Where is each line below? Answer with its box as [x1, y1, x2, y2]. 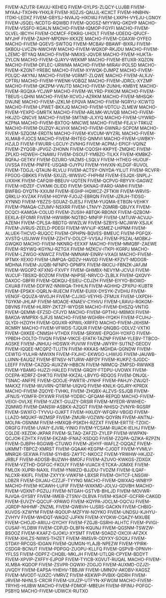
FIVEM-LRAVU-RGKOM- [104, 299, 154, 304]
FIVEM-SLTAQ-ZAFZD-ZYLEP [52, 430, 113, 436]
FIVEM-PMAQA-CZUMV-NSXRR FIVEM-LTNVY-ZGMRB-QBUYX [5, 204, 135, 210]
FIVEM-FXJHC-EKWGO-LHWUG [56, 351, 123, 357]
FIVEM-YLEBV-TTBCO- [112, 336, 160, 341]
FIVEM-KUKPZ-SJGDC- [101, 356, 150, 362]
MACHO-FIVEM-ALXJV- [105, 73, 155, 78]
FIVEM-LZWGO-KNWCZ [5, 251, 55, 257]
